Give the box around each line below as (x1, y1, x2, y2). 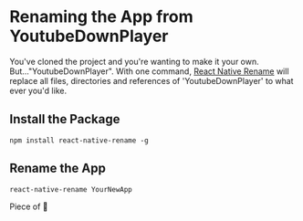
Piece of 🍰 (9, 201, 48, 212)
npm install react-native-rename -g (9, 135, 149, 145)
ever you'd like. (9, 85, 67, 96)
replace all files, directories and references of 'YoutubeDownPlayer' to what (9, 75, 294, 86)
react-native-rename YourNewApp (9, 184, 132, 194)
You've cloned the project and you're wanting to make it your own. (9, 56, 260, 67)
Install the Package (9, 111, 120, 127)
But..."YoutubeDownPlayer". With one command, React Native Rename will (9, 66, 289, 77)
